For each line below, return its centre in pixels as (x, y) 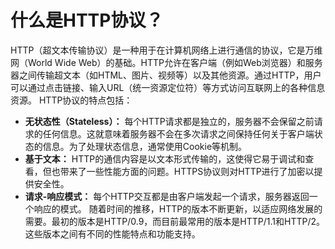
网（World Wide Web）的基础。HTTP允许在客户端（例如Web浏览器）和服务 (166, 62)
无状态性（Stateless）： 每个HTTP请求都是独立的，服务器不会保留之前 (169, 121)
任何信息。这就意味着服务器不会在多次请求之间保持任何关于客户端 (178, 133)
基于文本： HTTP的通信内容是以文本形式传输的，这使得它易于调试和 (165, 158)
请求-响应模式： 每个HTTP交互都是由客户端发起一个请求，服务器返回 (167, 196)
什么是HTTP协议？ (87, 20)
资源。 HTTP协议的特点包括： (71, 100)
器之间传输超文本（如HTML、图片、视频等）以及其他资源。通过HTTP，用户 (166, 75)
